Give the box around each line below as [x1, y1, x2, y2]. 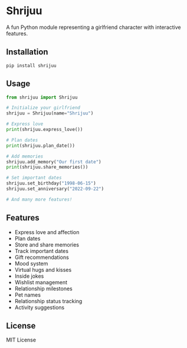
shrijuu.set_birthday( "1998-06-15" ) [6, 180, 96, 186]
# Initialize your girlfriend [6, 105, 81, 111]
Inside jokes [14, 273, 44, 280]
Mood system [14, 260, 48, 267]
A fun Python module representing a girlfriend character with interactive [6, 24, 181, 31]
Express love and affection [14, 228, 80, 235]
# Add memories [6, 153, 44, 159]
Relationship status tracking [14, 297, 83, 304]
